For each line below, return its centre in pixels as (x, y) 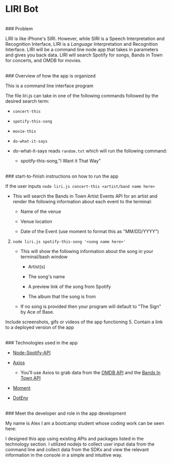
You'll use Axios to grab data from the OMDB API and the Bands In (90, 372)
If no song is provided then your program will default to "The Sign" (91, 306)
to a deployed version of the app (40, 327)
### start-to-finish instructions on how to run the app (62, 176)
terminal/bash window (44, 257)
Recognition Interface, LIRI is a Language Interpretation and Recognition (82, 44)
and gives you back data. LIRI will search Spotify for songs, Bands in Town (84, 55)
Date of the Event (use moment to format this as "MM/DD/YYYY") (90, 231)
